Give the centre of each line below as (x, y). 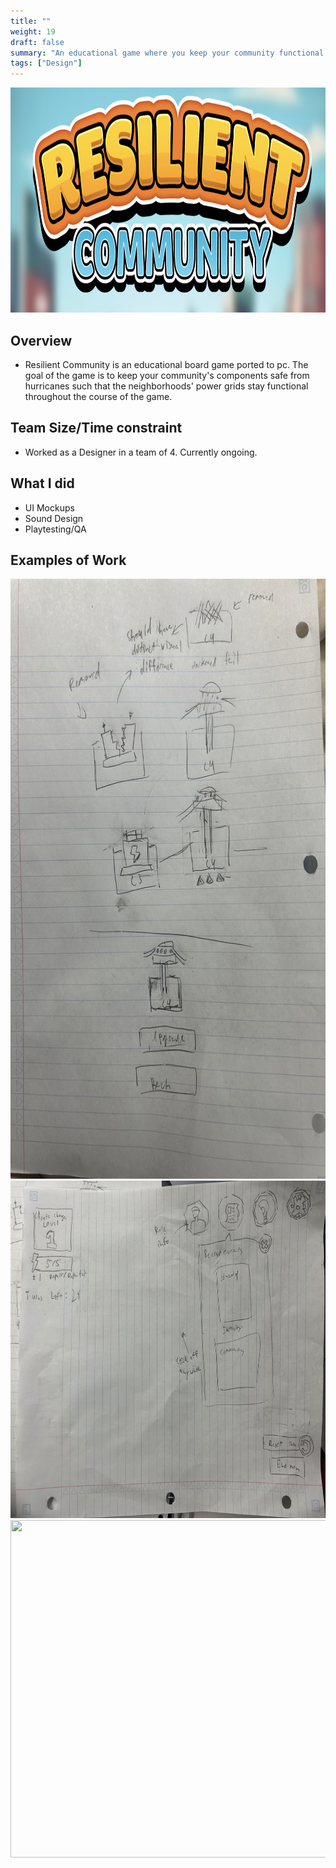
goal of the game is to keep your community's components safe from (167, 375)
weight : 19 (33, 31)
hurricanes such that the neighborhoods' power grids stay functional (166, 386)
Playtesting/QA (55, 529)
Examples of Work (68, 560)
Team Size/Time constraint (96, 428)
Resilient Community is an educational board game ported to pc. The (166, 364)
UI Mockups (49, 507)
